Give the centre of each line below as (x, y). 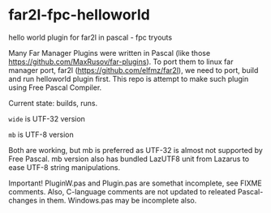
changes (23, 200)
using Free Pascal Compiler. (55, 87)
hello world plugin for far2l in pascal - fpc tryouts (90, 37)
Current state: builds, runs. (53, 103)
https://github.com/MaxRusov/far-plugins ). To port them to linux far (121, 62)
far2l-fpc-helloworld (79, 15)
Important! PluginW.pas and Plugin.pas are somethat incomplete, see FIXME (135, 183)
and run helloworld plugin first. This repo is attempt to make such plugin (129, 79)
